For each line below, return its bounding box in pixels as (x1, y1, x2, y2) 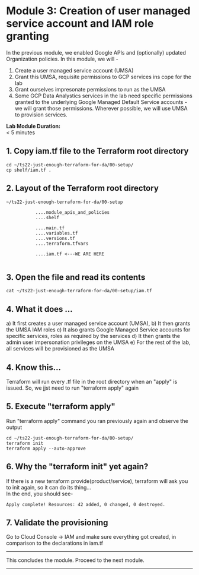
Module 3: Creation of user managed (6, 4, 191, 18)
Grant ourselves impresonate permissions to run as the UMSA (14, 86, 166, 93)
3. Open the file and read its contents (6, 272, 146, 282)
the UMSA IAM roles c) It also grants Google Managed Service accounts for (6, 326, 191, 333)
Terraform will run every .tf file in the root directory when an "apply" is (6, 378, 178, 385)
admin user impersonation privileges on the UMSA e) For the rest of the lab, (6, 339, 191, 346)
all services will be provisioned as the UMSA (6, 345, 114, 352)
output (6, 424, 23, 431)
